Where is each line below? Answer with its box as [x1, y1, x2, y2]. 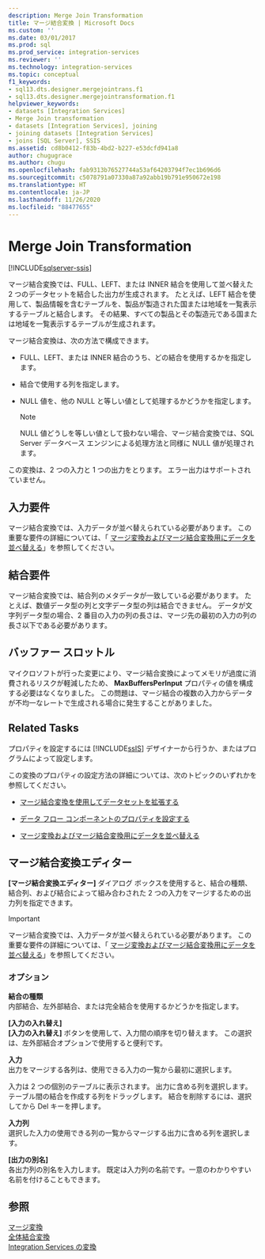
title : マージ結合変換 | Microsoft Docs [8, 19, 134, 27]
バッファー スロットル [8, 646, 115, 660]
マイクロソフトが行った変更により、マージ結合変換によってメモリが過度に [8, 668, 250, 678]
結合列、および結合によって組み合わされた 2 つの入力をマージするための [8, 888, 245, 898]
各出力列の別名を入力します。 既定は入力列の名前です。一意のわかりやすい [8, 1165, 252, 1174]
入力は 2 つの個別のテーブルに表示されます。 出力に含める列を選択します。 [8, 1082, 252, 1091]
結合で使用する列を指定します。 [19, 379, 124, 389]
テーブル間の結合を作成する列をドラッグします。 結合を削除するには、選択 [8, 1091, 252, 1101]
